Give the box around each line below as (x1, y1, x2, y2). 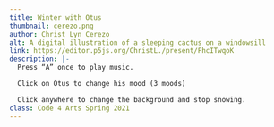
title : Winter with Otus (9, 13, 102, 22)
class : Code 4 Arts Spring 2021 (9, 104, 130, 113)
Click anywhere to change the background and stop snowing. (17, 95, 246, 104)
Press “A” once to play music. (17, 63, 134, 72)
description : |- (9, 55, 70, 63)
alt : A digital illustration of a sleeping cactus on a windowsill (9, 38, 267, 47)
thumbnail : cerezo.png (9, 21, 94, 30)
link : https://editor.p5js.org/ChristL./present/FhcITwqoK (9, 47, 235, 55)
